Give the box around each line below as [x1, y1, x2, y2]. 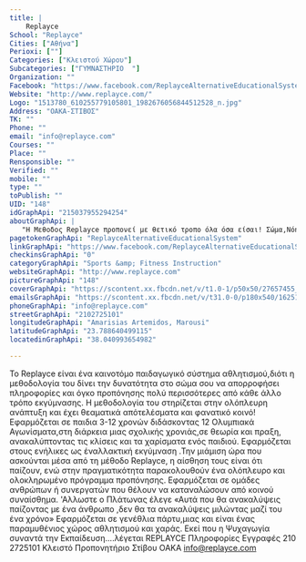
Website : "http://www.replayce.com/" [9, 89, 153, 98]
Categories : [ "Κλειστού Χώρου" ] [9, 56, 132, 65]
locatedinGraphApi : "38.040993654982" [9, 335, 157, 344]
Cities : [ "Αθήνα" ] [9, 38, 79, 48]
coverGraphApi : [9, 284, 67, 293]
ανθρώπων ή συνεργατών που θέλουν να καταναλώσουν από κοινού [9, 484, 274, 495]
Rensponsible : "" [9, 157, 76, 167]
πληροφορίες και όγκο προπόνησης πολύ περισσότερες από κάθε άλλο [9, 387, 282, 398]
